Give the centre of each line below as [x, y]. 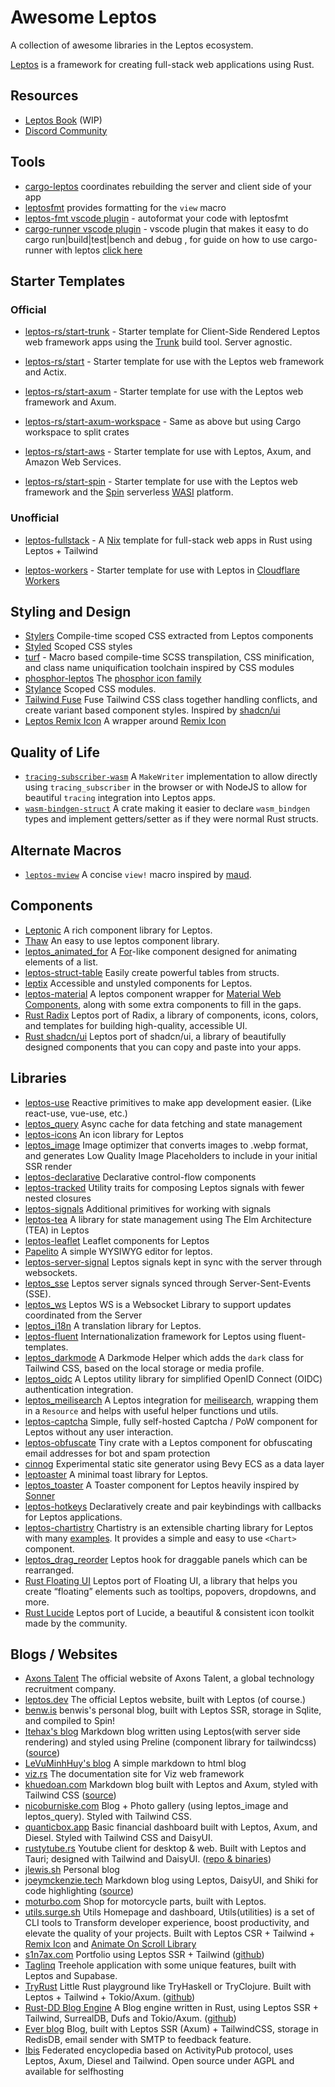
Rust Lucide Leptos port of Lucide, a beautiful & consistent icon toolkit [169, 1612]
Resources [44, 96]
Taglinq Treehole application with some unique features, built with [160, 1965]
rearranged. [49, 1570]
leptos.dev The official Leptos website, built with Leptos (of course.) [165, 1700]
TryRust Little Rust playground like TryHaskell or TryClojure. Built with [168, 1987]
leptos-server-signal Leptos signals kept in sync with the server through [173, 1262]
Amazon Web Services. [73, 462]
